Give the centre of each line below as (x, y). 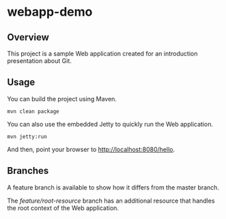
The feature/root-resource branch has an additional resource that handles (111, 201)
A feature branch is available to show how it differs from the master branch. (113, 187)
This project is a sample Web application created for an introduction (102, 53)
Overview (28, 37)
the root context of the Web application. (63, 208)
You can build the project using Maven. (62, 99)
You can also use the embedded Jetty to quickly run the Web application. (110, 124)
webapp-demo (50, 12)
